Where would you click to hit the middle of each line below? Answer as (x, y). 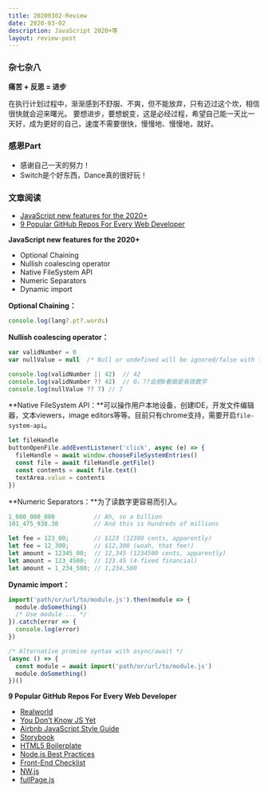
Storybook (37, 738)
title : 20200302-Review (48, 16)
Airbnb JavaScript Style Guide (69, 729)
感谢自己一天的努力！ (55, 165)
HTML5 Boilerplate (51, 746)
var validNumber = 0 (43, 353)
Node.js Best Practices (57, 754)
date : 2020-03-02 (37, 23)
